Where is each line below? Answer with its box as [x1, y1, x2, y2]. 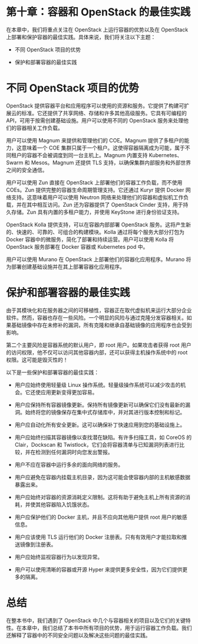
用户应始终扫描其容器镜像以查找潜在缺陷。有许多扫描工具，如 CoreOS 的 [14, 434, 192, 441]
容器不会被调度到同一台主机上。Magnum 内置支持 [26, 151, 148, 158]
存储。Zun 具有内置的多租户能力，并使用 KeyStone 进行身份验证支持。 [11, 208, 183, 216]
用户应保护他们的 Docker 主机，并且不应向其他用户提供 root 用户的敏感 [14, 513, 187, 521]
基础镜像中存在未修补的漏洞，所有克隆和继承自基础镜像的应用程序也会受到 [11, 321, 192, 328]
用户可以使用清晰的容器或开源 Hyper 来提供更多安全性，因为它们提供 [14, 565, 183, 573]
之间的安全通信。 [6, 166, 48, 173]
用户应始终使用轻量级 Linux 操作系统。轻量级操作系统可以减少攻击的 [14, 381, 181, 388]
